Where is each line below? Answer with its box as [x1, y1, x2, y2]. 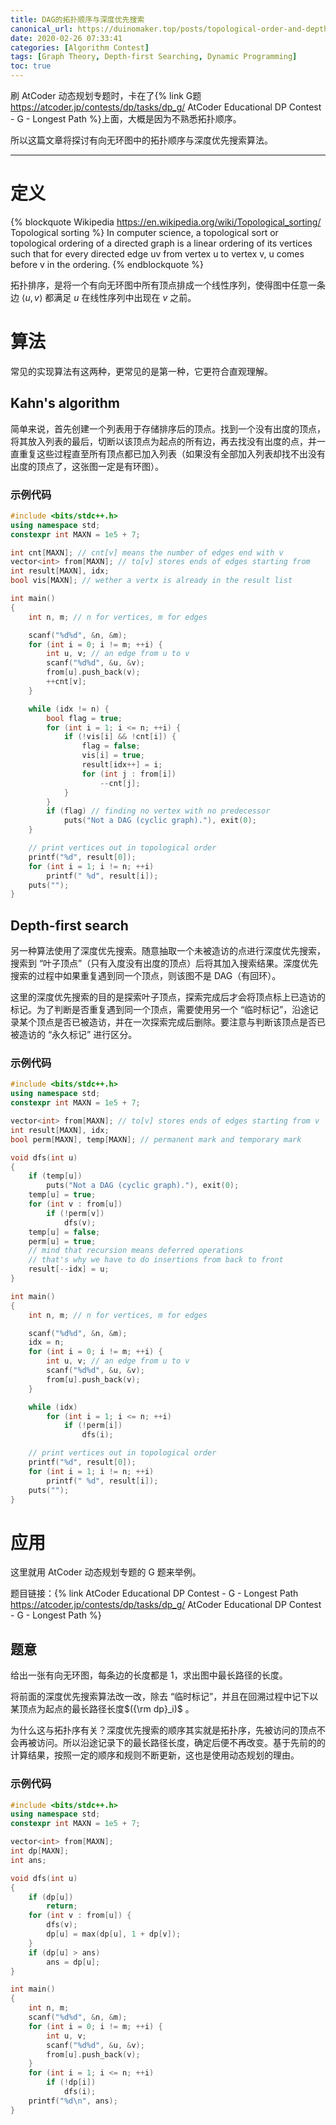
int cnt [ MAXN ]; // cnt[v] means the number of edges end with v [10, 547, 284, 558]
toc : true [10, 61, 52, 71]
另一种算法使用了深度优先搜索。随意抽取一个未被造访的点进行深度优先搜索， [10, 945, 326, 957]
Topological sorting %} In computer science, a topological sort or [10, 226, 279, 238]
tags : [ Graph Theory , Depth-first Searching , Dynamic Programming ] [10, 52, 298, 62]
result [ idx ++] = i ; [81, 760, 163, 770]
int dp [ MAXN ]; [10, 1846, 70, 1856]
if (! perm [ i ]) [63, 1421, 123, 1431]
